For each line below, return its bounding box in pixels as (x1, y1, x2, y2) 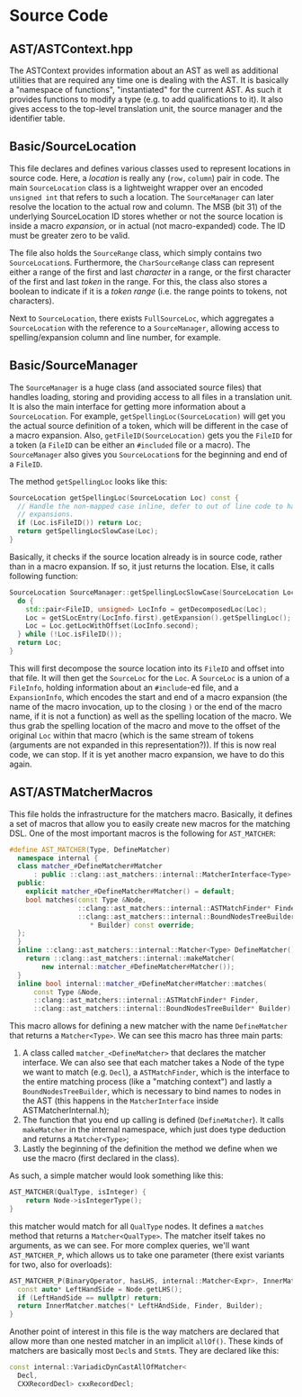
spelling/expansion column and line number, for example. (9, 331, 222, 342)
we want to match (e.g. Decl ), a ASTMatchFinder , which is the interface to (22, 1066, 290, 1077)
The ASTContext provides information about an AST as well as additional (9, 65, 279, 76)
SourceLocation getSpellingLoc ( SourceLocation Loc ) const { (9, 493, 240, 503)
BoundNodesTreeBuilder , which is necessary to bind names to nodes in (22, 1086, 281, 1097)
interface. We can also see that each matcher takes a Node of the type (22, 1057, 285, 1068)
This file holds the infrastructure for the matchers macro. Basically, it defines (9, 808, 293, 820)
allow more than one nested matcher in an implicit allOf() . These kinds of (9, 1336, 284, 1347)
